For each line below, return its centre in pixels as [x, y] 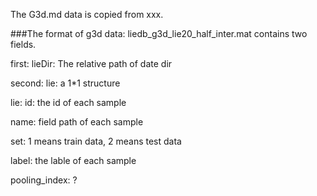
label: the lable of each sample [73, 160]
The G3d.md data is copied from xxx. [87, 14]
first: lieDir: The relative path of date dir [91, 63]
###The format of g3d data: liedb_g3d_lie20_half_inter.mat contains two [159, 33]
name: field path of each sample [77, 122]
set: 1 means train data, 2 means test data [96, 141]
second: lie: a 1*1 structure [65, 83]
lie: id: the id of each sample [68, 102]
